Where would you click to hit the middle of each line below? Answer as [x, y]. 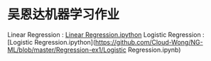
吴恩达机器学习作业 [64, 15]
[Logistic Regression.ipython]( [52, 42]
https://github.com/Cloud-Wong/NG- [149, 42]
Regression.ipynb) [154, 50]
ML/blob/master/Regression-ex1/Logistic [67, 50]
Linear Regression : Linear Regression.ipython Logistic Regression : [106, 34]
